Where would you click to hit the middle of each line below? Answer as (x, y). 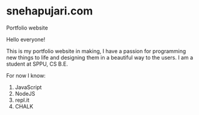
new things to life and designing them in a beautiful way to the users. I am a (100, 57)
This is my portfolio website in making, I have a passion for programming (96, 51)
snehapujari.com (50, 11)
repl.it (22, 100)
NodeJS (25, 93)
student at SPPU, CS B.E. (37, 64)
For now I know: (26, 75)
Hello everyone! (26, 39)
